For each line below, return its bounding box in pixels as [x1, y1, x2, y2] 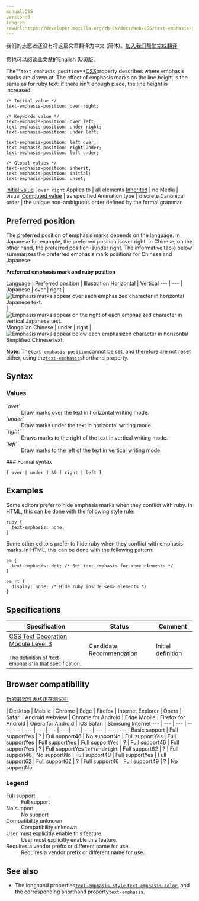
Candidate [88, 642, 118, 650]
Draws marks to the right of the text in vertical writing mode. [21, 434, 168, 441]
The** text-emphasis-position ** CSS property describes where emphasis [6, 68, 185, 75]
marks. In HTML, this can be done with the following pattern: [6, 546, 154, 553]
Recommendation [88, 649, 138, 658]
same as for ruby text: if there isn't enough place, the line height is [6, 81, 168, 88]
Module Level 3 [9, 640, 52, 648]
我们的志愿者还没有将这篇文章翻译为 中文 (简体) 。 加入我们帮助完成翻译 [6, 42, 178, 49]
